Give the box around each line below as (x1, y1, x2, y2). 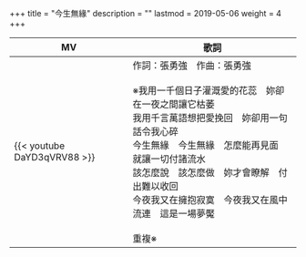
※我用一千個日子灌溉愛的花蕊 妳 (132, 85, 276, 97)
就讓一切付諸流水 (132, 153, 207, 165)
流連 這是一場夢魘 (132, 208, 216, 220)
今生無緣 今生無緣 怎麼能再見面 (132, 139, 280, 151)
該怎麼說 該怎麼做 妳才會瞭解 (132, 167, 270, 179)
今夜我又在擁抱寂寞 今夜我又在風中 (132, 194, 289, 206)
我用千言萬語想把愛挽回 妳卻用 (132, 112, 270, 124)
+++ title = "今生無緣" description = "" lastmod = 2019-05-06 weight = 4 (9, 8, 282, 18)
